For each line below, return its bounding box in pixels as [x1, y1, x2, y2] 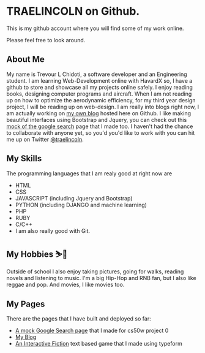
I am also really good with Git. [15, 227, 91, 234]
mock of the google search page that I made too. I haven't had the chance [6, 123, 193, 130]
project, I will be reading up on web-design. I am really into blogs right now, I [6, 103, 199, 110]
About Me [6, 54, 45, 65]
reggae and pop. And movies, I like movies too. [6, 281, 125, 289]
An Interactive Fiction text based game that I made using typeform [15, 340, 182, 347]
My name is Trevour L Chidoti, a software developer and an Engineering [6, 70, 188, 78]
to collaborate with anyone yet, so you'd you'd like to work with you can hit [6, 129, 195, 136]
